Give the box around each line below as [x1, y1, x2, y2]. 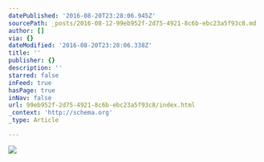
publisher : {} [8, 57, 56, 65]
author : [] [8, 26, 45, 34]
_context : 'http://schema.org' [8, 109, 113, 117]
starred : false [8, 71, 59, 79]
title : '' [8, 49, 42, 57]
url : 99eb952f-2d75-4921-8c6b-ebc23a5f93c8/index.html [8, 101, 196, 109]
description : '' [8, 64, 63, 72]
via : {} [8, 34, 35, 43]
